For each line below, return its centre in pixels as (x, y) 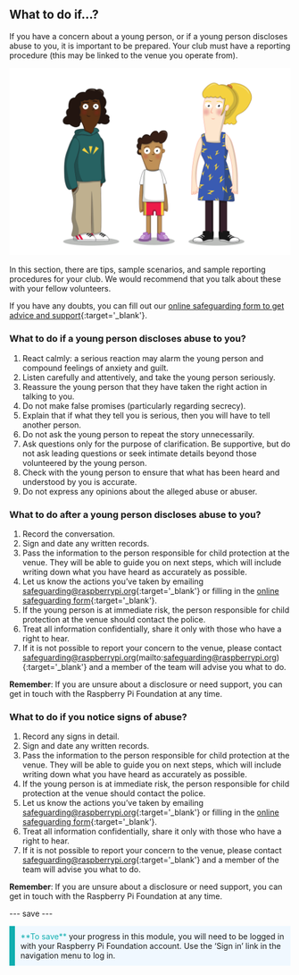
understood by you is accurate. (79, 481)
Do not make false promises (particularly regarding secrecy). (134, 405)
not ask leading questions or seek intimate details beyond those (139, 453)
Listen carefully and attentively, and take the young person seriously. (149, 377)
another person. (52, 425)
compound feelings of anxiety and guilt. (96, 368)
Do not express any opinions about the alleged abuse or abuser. (140, 491)
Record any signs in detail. (71, 736)
